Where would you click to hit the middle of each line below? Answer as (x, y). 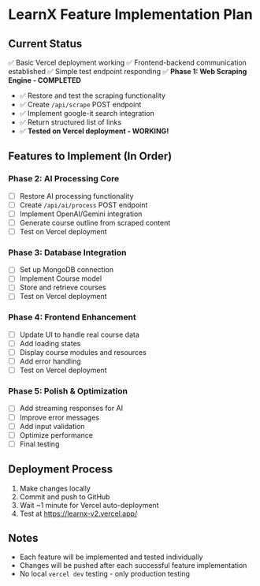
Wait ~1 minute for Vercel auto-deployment (89, 505)
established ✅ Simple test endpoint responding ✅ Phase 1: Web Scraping (128, 71)
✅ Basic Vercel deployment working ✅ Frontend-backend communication (127, 62)
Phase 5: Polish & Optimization (68, 391)
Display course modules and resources (83, 352)
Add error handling (50, 361)
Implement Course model (61, 278)
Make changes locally (55, 488)
